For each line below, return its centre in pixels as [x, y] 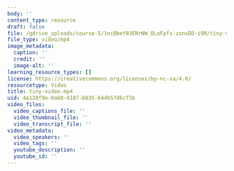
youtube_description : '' [49, 150]
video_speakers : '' [42, 137]
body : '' [20, 14]
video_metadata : [31, 131]
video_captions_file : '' [49, 111]
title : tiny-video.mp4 [40, 91]
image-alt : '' [34, 66]
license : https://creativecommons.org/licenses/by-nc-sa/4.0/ [99, 79]
